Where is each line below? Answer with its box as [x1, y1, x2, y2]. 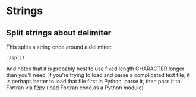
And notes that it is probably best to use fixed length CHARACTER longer [6, 65, 185, 72]
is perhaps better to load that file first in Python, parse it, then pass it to [6, 78, 181, 85]
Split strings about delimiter [6, 28, 112, 38]
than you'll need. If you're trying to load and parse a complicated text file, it [6, 72, 190, 78]
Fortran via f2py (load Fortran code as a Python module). [6, 84, 146, 91]
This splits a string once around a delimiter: [6, 43, 112, 50]
